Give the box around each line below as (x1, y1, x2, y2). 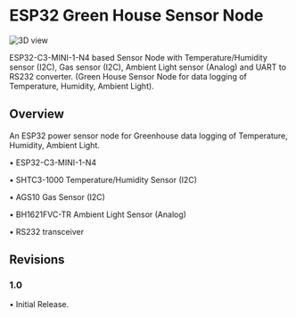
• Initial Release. (9, 299, 70, 310)
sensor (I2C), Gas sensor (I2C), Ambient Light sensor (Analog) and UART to (9, 62, 287, 72)
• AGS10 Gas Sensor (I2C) (9, 191, 105, 202)
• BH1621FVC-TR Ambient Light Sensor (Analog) (9, 209, 187, 220)
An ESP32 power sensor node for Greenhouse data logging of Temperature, (9, 130, 288, 141)
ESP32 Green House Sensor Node (9, 5, 264, 26)
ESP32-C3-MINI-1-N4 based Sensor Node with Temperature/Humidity (9, 52, 267, 63)
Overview (9, 106, 65, 121)
